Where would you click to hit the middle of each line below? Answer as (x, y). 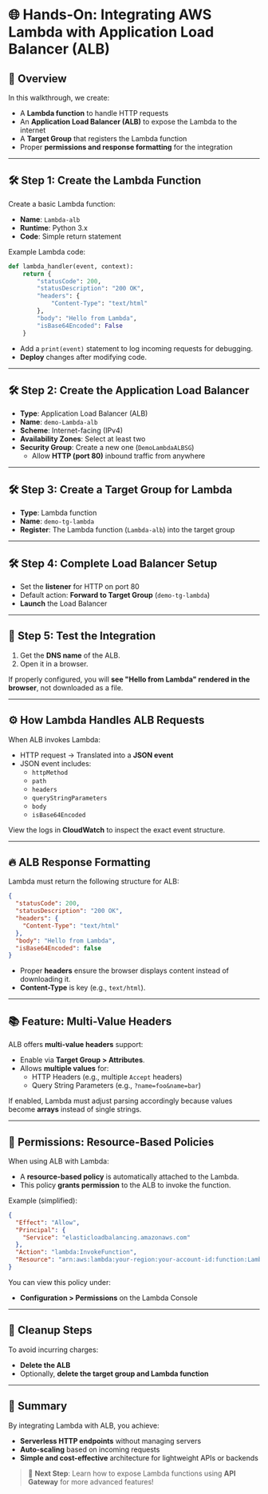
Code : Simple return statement (71, 236)
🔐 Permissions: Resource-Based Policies (111, 1142)
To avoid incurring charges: (53, 1350)
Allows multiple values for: (64, 1069)
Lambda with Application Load (111, 32)
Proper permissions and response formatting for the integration (126, 147)
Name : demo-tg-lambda (57, 521)
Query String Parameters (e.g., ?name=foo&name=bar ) (116, 1085)
